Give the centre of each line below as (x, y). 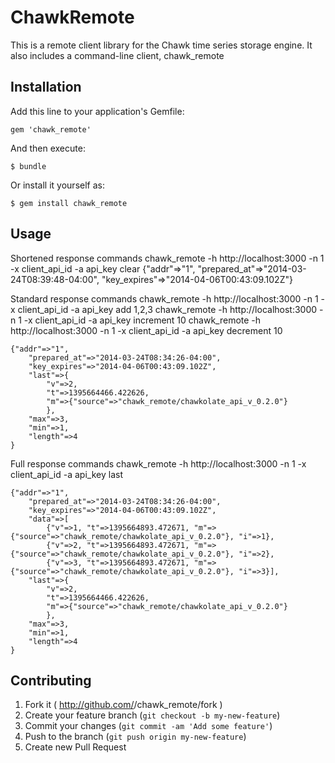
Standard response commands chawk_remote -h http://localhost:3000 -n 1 (164, 298)
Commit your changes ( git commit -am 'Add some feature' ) (148, 726)
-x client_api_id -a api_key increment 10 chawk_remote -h (142, 320)
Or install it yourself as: (57, 185)
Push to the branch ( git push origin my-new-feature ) (135, 737)
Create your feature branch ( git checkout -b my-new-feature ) (152, 715)
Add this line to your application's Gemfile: (97, 111)
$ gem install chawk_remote (69, 203)
